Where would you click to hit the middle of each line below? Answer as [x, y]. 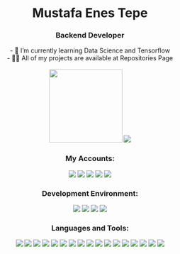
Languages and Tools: [90, 228]
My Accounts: [90, 159]
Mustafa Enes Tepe [90, 13]
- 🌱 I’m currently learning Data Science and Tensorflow [90, 50]
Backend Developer [90, 35]
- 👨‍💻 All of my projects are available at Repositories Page [90, 58]
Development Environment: [90, 193]
